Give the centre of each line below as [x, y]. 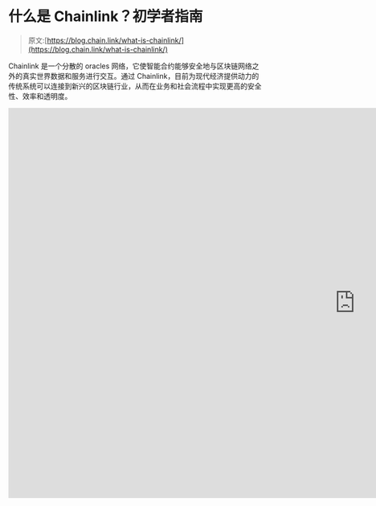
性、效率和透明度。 [40, 96]
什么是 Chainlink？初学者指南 [106, 16]
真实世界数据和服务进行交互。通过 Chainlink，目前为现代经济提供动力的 [141, 76]
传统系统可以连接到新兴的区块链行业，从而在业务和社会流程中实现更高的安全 [135, 86]
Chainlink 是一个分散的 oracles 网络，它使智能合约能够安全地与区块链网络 [131, 66]
